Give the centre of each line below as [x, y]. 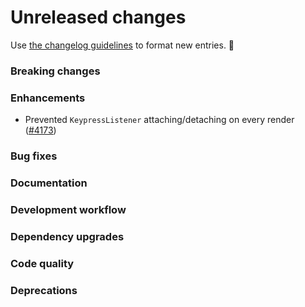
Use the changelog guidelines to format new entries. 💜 [122, 45]
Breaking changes [55, 71]
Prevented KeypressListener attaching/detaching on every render [159, 120]
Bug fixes [34, 156]
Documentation [49, 183]
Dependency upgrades [67, 236]
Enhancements [48, 98]
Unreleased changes [98, 17]
